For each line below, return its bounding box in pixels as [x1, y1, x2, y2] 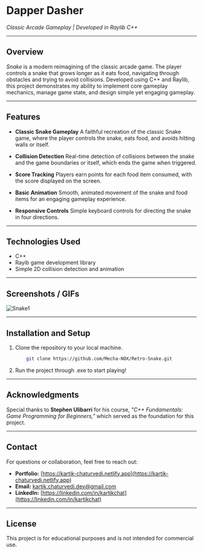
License [6, 519, 37, 529]
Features [6, 112, 40, 122]
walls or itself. [14, 140, 50, 148]
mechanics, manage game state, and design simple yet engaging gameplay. [6, 88, 195, 96]
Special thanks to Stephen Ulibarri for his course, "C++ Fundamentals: [6, 406, 183, 413]
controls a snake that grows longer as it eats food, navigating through [6, 69, 179, 76]
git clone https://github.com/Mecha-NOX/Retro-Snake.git [26, 356, 173, 362]
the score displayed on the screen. [14, 177, 101, 185]
